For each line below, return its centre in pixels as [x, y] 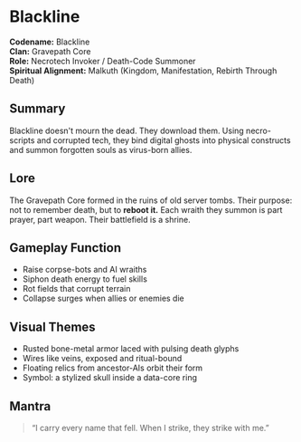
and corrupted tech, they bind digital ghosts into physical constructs [164, 140]
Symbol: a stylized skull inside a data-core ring [109, 378]
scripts [22, 140]
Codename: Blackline [50, 42]
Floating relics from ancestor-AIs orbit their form [113, 368]
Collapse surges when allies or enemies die [103, 298]
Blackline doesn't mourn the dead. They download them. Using [127, 130]
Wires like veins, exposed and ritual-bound [102, 359]
